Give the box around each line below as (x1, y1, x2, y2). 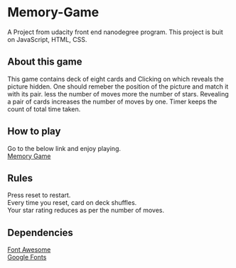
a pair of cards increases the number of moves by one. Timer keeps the (7, 97, 218, 106)
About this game (7, 56, 82, 68)
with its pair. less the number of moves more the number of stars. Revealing (7, 89, 229, 98)
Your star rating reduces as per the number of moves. (7, 206, 165, 215)
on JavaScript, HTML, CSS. (7, 35, 87, 43)
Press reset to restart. (7, 191, 71, 199)
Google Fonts (7, 253, 47, 262)
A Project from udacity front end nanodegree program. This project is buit (7, 28, 223, 36)
